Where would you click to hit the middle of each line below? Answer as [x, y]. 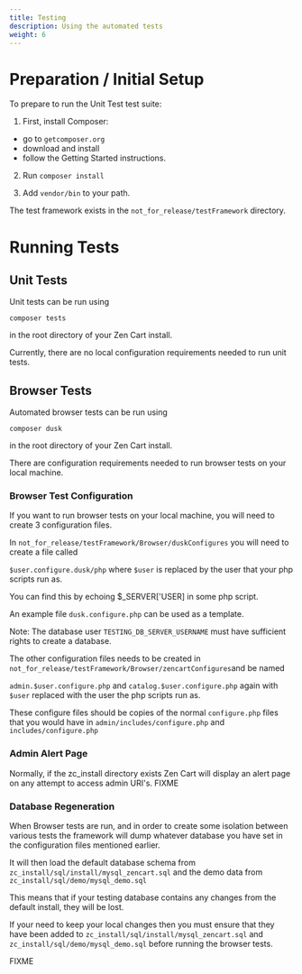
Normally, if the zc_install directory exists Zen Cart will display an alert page [150, 773]
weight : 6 [28, 34]
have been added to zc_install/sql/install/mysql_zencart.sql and [137, 934]
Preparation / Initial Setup [107, 79]
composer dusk [36, 429]
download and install [61, 149]
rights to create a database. [60, 641]
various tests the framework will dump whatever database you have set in [146, 836]
